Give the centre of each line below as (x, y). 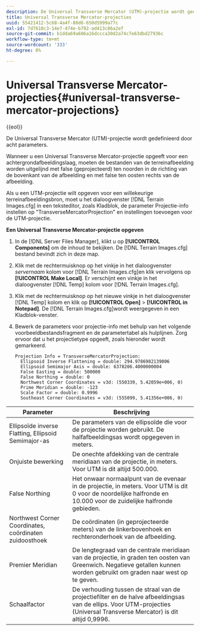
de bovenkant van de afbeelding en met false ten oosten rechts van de (93, 175)
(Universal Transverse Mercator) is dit (125, 611)
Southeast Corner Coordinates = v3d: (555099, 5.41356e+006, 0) (102, 398)
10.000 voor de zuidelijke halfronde (122, 501)
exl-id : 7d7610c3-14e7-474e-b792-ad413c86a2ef (65, 28)
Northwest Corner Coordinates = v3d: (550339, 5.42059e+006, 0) (102, 382)
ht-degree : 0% (24, 51)
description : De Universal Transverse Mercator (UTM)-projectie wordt (96, 12)
